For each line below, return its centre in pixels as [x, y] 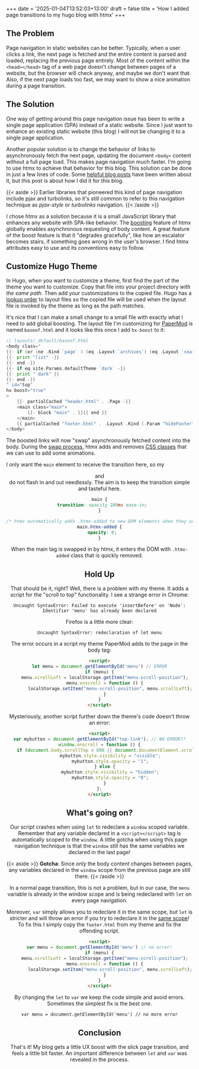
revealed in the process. [99, 1060]
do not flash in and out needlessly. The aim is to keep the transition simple [99, 483]
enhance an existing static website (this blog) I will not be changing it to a [96, 131]
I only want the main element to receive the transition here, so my [85, 465]
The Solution [30, 104]
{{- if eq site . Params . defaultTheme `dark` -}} [66, 368]
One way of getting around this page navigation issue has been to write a [95, 119]
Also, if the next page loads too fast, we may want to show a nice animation [98, 79]
